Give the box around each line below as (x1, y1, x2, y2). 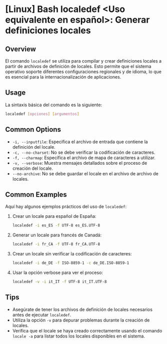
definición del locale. (12, 144, 56, 150)
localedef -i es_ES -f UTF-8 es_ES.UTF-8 (12, 223, 100, 228)
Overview (5, 45, 36, 53)
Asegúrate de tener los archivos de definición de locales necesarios (12, 306, 152, 312)
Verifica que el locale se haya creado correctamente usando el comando (12, 327, 162, 333)
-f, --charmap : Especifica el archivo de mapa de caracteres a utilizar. (12, 154, 156, 161)
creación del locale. (12, 165, 53, 171)
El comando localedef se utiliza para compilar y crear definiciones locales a (5, 58, 161, 64)
